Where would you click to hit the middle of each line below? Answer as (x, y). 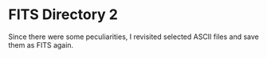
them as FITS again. (41, 44)
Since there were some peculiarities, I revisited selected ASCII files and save (133, 37)
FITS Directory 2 (63, 15)
